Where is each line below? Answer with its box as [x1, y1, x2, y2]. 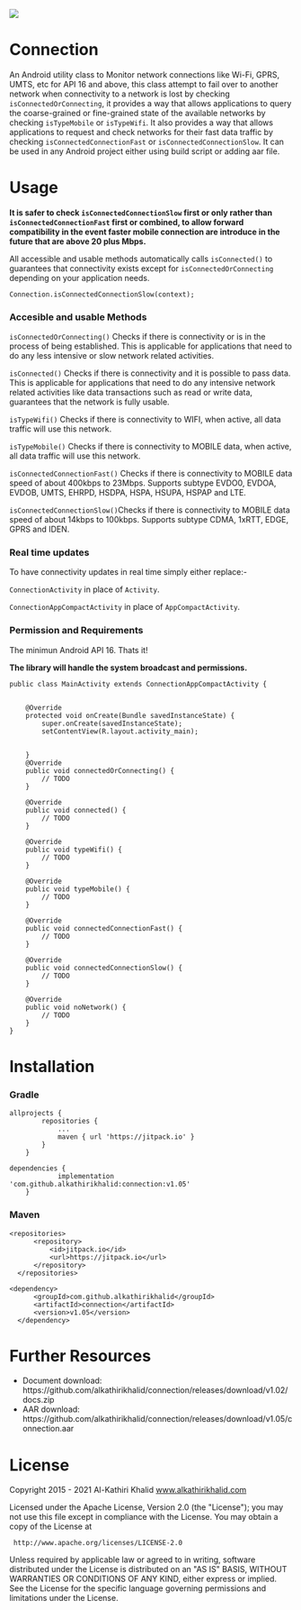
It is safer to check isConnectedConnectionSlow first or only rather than [9, 207, 272, 218]
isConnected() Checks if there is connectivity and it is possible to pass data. [9, 368, 291, 378]
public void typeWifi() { [25, 845, 123, 854]
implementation [57, 1172, 115, 1181]
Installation [9, 1056, 95, 1077]
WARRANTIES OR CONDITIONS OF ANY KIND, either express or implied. [9, 1573, 277, 1585]
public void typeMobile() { [25, 884, 130, 894]
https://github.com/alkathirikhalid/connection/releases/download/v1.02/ [22, 1385, 288, 1396]
